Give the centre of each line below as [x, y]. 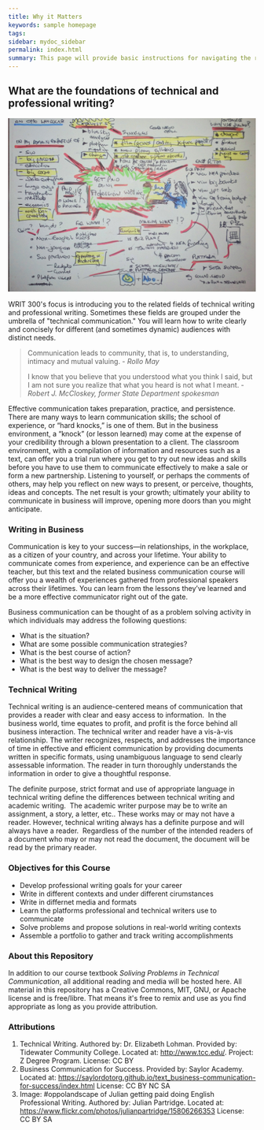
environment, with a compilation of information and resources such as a [125, 450]
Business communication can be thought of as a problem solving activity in [130, 612]
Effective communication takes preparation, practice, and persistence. [122, 408]
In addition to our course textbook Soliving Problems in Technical [114, 972]
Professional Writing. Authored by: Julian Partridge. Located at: [122, 1102]
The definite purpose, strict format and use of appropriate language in [122, 789]
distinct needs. [32, 337]
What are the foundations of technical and [114, 91]
